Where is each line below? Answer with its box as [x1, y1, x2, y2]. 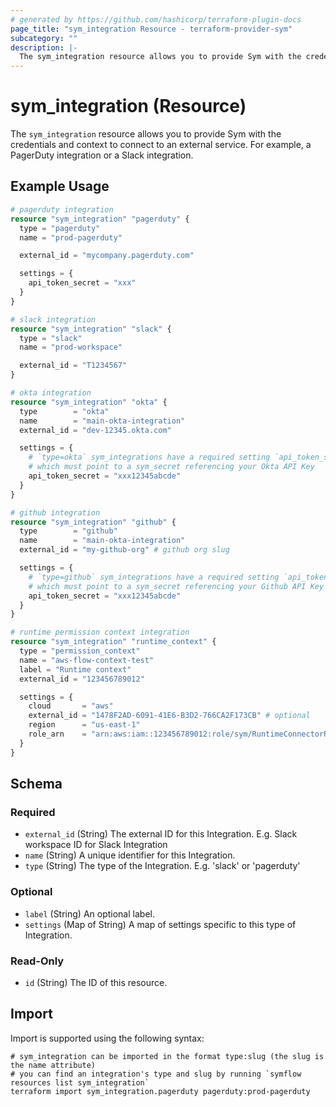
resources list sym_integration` [10, 1077, 150, 1088]
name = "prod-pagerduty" [19, 232, 123, 243]
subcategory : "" [10, 33, 78, 43]
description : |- [10, 42, 78, 53]
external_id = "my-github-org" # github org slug [19, 545, 230, 555]
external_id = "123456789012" [19, 674, 145, 684]
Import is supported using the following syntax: [10, 1032, 205, 1044]
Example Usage [10, 178, 110, 195]
